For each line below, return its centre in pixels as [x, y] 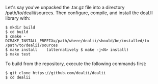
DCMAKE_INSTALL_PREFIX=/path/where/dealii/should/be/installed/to [77, 41]
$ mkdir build [20, 27]
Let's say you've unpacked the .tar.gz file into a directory [65, 7]
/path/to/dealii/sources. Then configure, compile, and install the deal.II [79, 13]
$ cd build [17, 32]
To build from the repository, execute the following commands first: [76, 64]
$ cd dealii [18, 77]
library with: [18, 18]
